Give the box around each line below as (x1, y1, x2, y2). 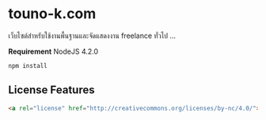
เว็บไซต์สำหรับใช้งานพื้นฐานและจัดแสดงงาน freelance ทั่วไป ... (8, 31, 177, 40)
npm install (8, 62, 47, 69)
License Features (8, 84, 95, 97)
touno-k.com (8, 5, 97, 23)
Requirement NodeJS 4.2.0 (8, 47, 99, 56)
